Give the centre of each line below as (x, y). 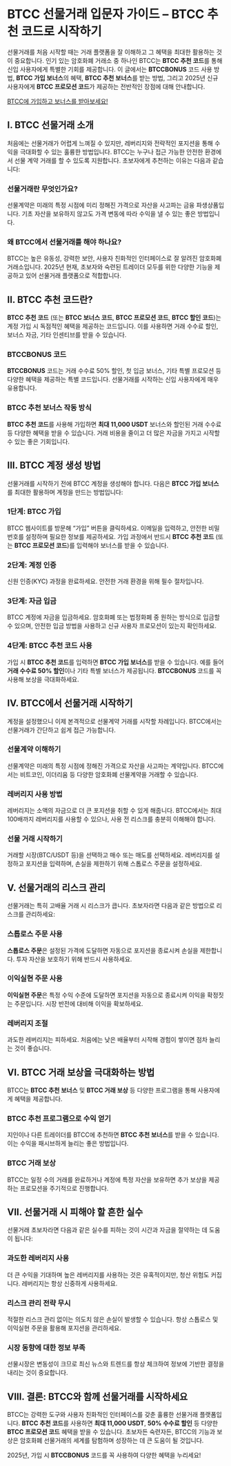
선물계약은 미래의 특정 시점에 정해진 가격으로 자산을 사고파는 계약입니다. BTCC (113, 766)
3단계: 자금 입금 (32, 601)
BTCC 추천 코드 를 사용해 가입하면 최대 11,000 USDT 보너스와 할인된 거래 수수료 (114, 424)
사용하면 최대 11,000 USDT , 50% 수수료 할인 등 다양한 (144, 1423)
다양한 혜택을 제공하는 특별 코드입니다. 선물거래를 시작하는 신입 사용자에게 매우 (113, 379)
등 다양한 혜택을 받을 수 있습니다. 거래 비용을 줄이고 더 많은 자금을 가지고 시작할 (114, 432)
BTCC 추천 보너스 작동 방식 (49, 407)
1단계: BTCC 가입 (34, 511)
